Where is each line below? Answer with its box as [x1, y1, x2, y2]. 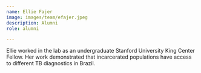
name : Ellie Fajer [6, 8, 53, 15]
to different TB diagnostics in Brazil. [6, 60, 96, 67]
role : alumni [6, 25, 39, 32]
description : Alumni [6, 20, 59, 26]
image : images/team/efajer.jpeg [6, 14, 88, 20]
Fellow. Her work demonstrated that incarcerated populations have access [6, 53, 192, 60]
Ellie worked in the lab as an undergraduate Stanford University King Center [6, 47, 196, 54]
